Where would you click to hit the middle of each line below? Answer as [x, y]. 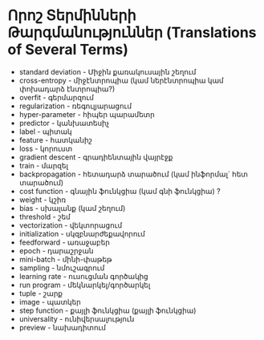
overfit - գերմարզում [56, 97]
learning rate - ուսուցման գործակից [84, 276]
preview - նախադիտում [62, 327]
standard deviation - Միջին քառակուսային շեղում [108, 71]
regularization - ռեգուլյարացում [75, 106]
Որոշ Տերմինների [72, 16]
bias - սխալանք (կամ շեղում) [72, 208]
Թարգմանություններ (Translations [132, 32]
